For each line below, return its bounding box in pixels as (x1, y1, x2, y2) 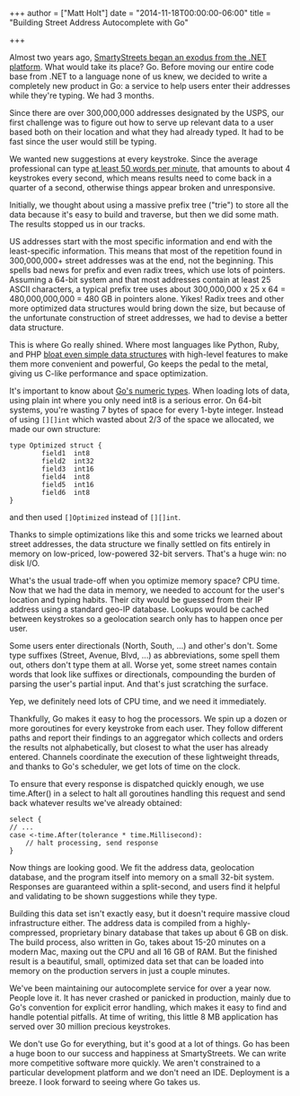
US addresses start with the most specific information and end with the (9, 236, 273, 246)
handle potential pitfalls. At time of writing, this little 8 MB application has (9, 1012, 278, 1022)
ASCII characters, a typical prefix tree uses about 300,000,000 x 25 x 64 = (9, 284, 286, 295)
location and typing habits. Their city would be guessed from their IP (9, 595, 263, 605)
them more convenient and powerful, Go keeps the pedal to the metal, (9, 358, 269, 369)
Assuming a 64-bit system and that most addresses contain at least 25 (9, 274, 271, 285)
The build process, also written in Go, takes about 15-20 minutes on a (9, 937, 267, 947)
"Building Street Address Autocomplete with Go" (9, 17, 189, 28)
